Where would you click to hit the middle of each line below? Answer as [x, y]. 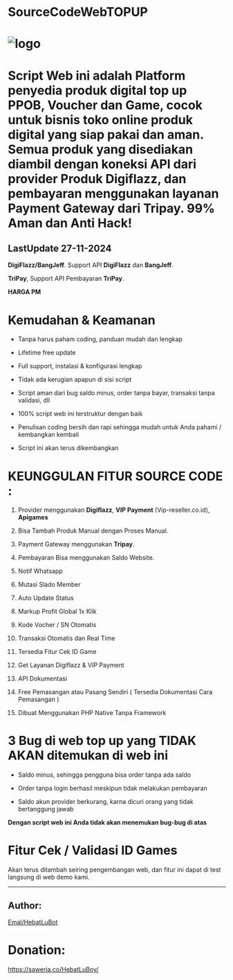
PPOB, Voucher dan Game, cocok [105, 105]
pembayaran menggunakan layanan [113, 193]
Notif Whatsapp [40, 571]
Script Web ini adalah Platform [97, 75]
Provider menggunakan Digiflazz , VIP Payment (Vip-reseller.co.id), [114, 510]
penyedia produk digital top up [97, 90]
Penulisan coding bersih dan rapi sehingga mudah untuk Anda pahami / [120, 427]
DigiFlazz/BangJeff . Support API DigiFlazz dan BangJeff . [91, 265]
